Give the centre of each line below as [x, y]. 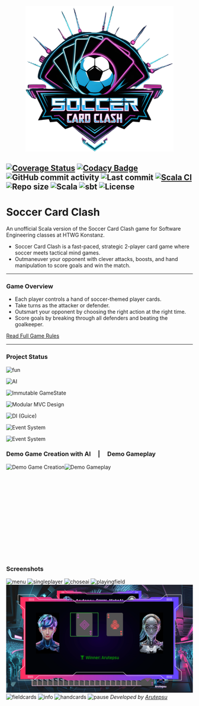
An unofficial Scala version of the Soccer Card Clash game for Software [94, 228]
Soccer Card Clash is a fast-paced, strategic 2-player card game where [102, 246]
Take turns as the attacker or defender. [62, 306]
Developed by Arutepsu [139, 697]
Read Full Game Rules [33, 336]
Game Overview [30, 286]
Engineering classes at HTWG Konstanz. [55, 235]
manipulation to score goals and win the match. [73, 265]
